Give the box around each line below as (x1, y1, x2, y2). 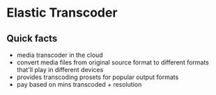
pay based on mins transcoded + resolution (16, 80, 142, 88)
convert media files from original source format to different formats (16, 58, 210, 67)
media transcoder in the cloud (16, 51, 103, 59)
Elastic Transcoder (6, 5, 118, 21)
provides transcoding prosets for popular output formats (16, 73, 179, 81)
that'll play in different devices (16, 66, 104, 74)
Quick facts (6, 33, 58, 44)
